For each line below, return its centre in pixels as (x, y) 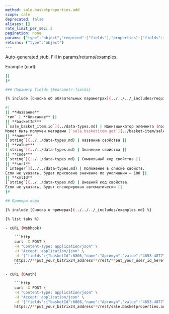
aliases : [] (18, 24)
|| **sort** (18, 164)
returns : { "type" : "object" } (35, 43)
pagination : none (23, 33)
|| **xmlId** (19, 178)
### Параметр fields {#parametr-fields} (48, 89)
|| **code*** (19, 154)
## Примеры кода (22, 201)
